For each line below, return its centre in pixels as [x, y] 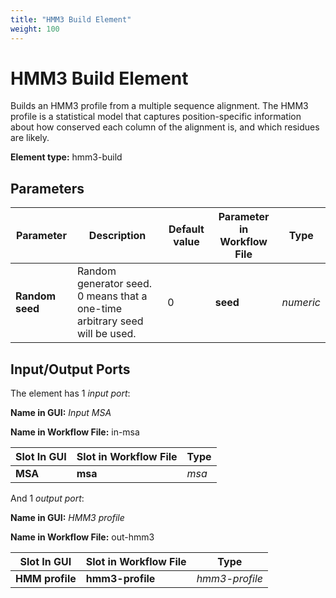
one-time [99, 309]
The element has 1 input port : [70, 393]
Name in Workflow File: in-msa [75, 432]
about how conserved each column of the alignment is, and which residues [165, 127]
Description [117, 236]
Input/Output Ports [70, 369]
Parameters [47, 188]
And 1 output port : [47, 498]
